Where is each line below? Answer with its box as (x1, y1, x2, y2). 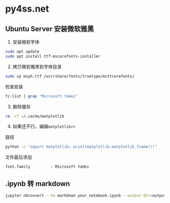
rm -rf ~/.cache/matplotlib (5, 114, 65, 119)
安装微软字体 (12, 39, 39, 45)
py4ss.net (5, 3, 50, 15)
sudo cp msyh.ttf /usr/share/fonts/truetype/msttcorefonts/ (5, 74, 135, 79)
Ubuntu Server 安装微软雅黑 (5, 24, 94, 33)
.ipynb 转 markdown (5, 179, 70, 188)
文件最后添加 (5, 154, 32, 160)
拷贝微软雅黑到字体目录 (12, 63, 62, 70)
